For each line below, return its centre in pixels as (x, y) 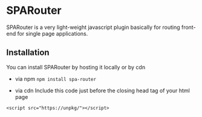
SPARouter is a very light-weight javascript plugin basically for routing (93, 27)
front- (188, 27)
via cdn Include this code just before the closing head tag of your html (103, 90)
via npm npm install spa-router (56, 78)
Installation (28, 53)
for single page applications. (53, 33)
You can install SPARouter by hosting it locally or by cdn (76, 67)
